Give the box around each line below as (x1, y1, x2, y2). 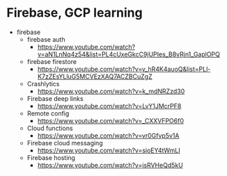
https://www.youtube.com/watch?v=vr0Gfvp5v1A (37, 131, 180, 140)
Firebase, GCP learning (6, 5, 143, 21)
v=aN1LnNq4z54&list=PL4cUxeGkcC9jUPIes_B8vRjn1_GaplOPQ (37, 50, 221, 58)
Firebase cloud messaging (26, 138, 103, 147)
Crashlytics (26, 79, 60, 88)
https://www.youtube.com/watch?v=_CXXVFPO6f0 (37, 116, 185, 125)
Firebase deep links (26, 94, 84, 102)
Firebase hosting (26, 153, 76, 161)
